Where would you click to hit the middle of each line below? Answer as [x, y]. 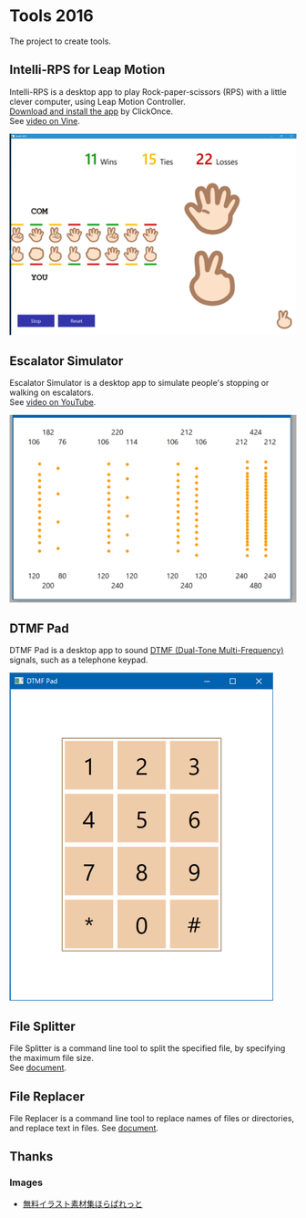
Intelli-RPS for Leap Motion [87, 70]
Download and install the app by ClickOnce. [92, 111]
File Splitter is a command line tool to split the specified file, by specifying [148, 1048]
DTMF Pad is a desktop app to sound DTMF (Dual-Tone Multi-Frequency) [147, 651]
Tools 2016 [51, 16]
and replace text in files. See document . [84, 1128]
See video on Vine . [45, 120]
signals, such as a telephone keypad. [79, 660]
